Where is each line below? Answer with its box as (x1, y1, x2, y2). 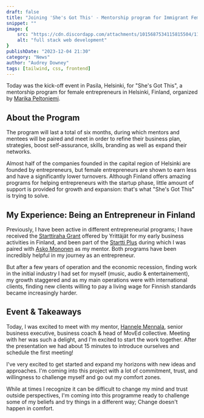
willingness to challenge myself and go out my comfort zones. (6, 373, 162, 380)
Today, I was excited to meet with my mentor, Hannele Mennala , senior (6, 323, 183, 330)
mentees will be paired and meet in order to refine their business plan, (6, 135, 182, 143)
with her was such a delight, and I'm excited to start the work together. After (6, 335, 197, 343)
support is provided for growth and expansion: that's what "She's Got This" (6, 186, 195, 193)
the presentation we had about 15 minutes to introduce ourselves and (6, 342, 180, 349)
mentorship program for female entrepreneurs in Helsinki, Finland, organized (6, 89, 198, 96)
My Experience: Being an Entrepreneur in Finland (6, 210, 195, 220)
